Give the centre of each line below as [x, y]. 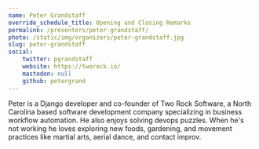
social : [21, 52]
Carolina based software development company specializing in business [125, 111]
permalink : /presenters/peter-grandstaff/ [78, 30]
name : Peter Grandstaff [47, 15]
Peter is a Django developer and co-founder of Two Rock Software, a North [130, 104]
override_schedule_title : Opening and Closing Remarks [100, 23]
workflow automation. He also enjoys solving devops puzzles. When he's [126, 120]
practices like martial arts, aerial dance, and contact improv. [105, 136]
